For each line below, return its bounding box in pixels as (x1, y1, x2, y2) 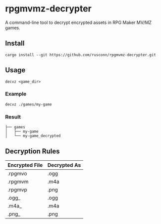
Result (5, 113, 21, 120)
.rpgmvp (7, 186, 27, 193)
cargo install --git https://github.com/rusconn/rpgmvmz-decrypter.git (5, 52, 156, 57)
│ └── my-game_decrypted (5, 133, 61, 138)
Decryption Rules (5, 147, 60, 155)
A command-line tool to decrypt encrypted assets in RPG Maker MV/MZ (5, 19, 152, 25)
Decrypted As (47, 161, 81, 168)
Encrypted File (7, 161, 43, 168)
